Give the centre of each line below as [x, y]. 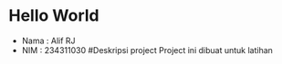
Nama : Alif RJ [48, 41]
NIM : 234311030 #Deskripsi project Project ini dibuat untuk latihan [147, 50]
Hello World [54, 16]
